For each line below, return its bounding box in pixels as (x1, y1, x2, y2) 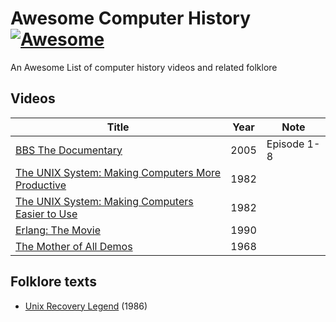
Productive (15, 178, 67, 192)
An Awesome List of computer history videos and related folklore (10, 61, 278, 73)
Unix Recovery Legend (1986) (24, 300, 148, 312)
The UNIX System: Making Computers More (15, 165, 222, 179)
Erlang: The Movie (15, 223, 101, 237)
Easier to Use (15, 207, 78, 221)
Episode (266, 137, 305, 151)
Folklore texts (10, 273, 97, 291)
